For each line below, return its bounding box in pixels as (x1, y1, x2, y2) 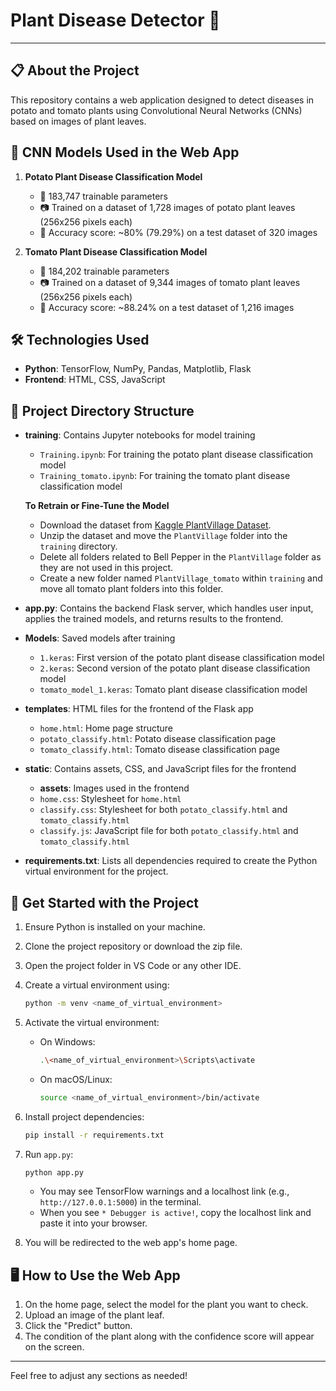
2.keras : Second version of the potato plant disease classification (39, 662, 311, 674)
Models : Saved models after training (24, 632, 176, 644)
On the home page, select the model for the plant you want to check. (24, 1299, 309, 1311)
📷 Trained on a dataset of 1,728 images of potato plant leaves (39, 201, 296, 213)
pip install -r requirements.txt (24, 1130, 165, 1140)
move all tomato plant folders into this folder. (39, 583, 224, 595)
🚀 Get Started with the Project (10, 894, 199, 911)
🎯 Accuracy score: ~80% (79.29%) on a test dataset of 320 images (39, 226, 318, 238)
